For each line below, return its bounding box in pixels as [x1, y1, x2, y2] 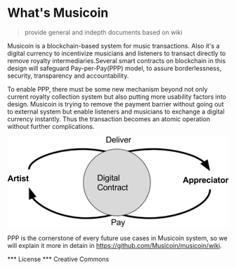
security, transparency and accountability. [7, 71, 129, 80]
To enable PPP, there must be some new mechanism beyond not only [7, 85, 209, 93]
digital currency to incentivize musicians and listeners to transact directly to [7, 49, 226, 57]
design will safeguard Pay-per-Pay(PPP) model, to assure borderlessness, [7, 64, 222, 72]
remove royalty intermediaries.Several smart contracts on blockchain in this [7, 56, 226, 64]
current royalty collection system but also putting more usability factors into [7, 92, 227, 101]
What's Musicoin [7, 5, 109, 21]
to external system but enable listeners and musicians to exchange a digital [7, 107, 225, 116]
